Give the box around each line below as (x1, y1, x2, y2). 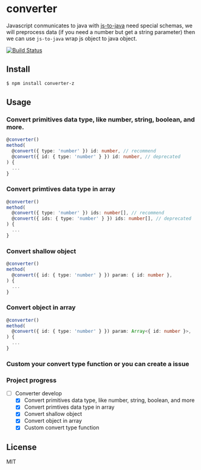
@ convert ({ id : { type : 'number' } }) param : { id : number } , (12, 272, 172, 278)
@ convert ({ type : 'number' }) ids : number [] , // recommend (12, 210, 165, 216)
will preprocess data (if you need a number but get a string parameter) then (6, 28, 196, 35)
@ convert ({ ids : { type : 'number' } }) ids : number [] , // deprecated (12, 216, 191, 222)
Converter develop (15, 390, 63, 397)
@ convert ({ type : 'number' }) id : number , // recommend (12, 148, 156, 154)
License (6, 442, 37, 452)
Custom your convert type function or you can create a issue (6, 359, 189, 368)
